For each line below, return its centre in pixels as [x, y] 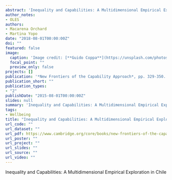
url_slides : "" [21, 148]
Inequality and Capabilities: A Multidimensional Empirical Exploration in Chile [86, 172]
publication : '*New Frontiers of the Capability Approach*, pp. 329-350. [86, 77]
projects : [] [19, 72]
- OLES [12, 19]
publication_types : [26, 86]
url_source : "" [21, 153]
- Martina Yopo [21, 34]
